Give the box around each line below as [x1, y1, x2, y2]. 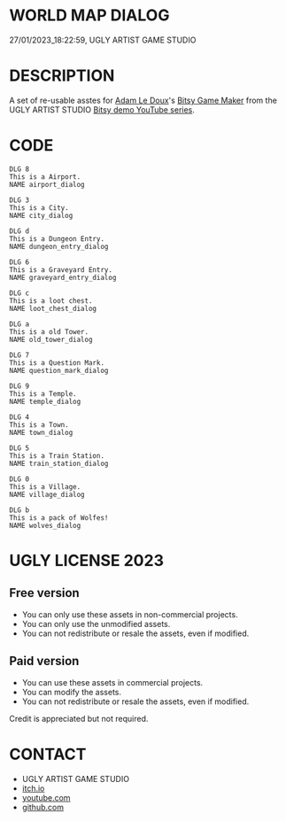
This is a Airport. [9, 172, 81, 182]
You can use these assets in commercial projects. [21, 677, 204, 687]
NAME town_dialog [9, 428, 73, 437]
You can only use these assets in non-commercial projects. [21, 608, 238, 620]
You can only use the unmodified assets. [21, 618, 171, 629]
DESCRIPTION [9, 66, 115, 86]
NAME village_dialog [9, 490, 86, 499]
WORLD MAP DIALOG [9, 5, 170, 26]
